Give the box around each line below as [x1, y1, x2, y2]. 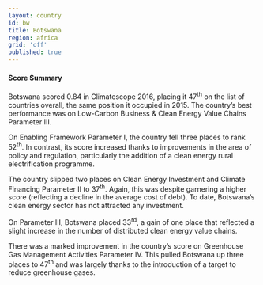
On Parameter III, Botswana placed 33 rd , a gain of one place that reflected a [8, 216, 255, 226]
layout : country [8, 11, 62, 20]
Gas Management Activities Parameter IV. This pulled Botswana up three [8, 249, 244, 259]
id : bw [8, 19, 30, 27]
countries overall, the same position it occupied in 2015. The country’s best [8, 100, 253, 109]
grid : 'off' [8, 41, 47, 49]
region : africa [8, 33, 58, 42]
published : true [8, 48, 62, 56]
